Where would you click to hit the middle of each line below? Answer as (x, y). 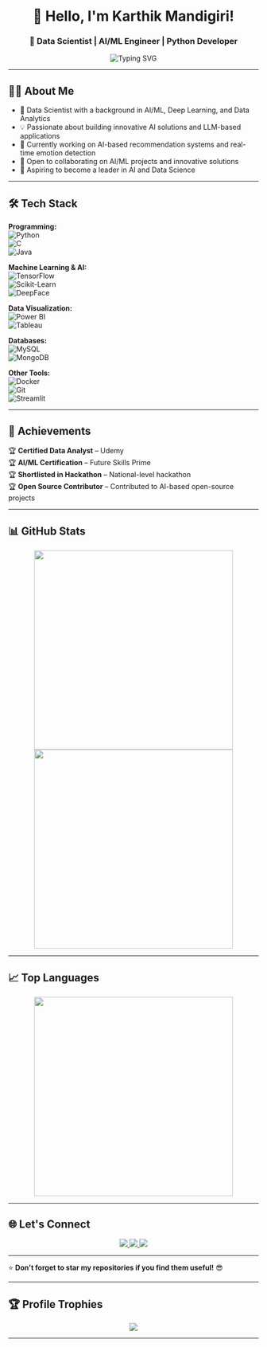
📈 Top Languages (54, 978)
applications (40, 136)
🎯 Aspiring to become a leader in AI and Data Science (108, 170)
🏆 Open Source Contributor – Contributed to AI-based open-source (121, 486)
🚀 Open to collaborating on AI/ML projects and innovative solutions (129, 162)
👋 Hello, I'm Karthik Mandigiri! (133, 16)
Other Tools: (29, 373)
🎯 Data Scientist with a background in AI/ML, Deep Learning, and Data (135, 110)
